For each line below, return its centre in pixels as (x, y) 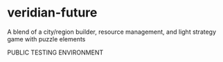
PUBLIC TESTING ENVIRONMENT (55, 52)
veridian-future (52, 13)
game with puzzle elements (46, 39)
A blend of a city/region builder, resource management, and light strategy (112, 32)
